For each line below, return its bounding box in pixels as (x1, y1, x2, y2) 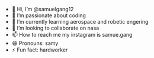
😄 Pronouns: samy (11, 40, 59, 47)
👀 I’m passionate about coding (11, 12, 86, 19)
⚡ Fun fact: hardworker (11, 46, 68, 53)
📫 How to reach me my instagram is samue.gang (11, 31, 133, 38)
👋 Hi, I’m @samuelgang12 (11, 6, 74, 12)
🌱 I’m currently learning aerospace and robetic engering (11, 18, 149, 25)
